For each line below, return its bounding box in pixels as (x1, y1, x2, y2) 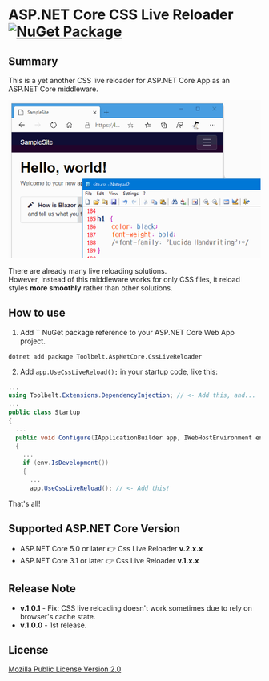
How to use (8, 306, 66, 320)
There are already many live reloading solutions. (8, 266, 167, 275)
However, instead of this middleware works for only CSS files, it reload (8, 274, 241, 284)
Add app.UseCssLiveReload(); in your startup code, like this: (19, 367, 218, 376)
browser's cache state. (19, 611, 96, 621)
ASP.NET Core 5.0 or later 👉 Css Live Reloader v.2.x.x (19, 543, 203, 553)
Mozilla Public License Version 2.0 (8, 664, 122, 674)
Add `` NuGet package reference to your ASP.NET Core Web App (19, 327, 235, 337)
